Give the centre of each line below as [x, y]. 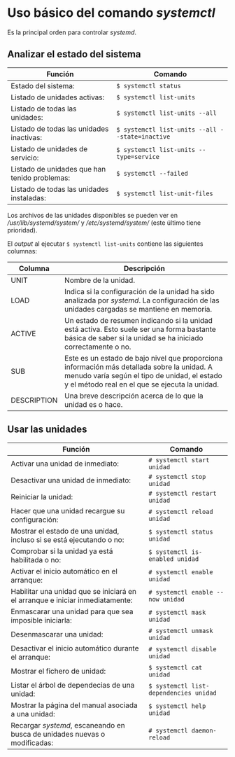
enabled [161, 559]
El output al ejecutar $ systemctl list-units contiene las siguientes [105, 244]
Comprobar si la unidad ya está [62, 551]
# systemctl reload [181, 512]
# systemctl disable [183, 649]
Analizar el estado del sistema [74, 54]
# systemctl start [179, 460]
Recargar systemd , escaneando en [68, 725]
